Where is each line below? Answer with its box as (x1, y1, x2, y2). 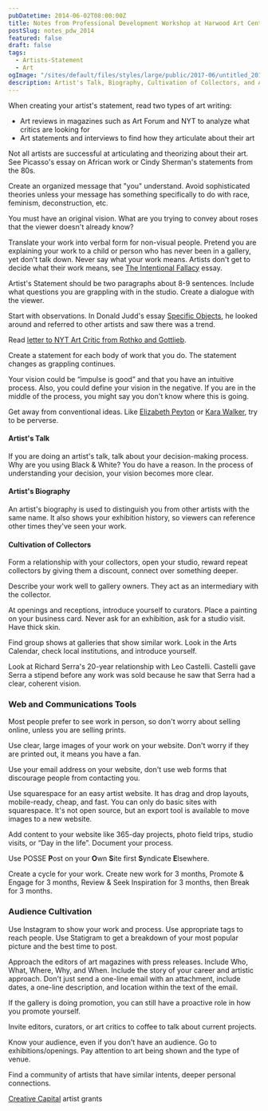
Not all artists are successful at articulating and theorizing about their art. (8, 149, 249, 158)
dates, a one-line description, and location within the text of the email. (8, 982, 238, 992)
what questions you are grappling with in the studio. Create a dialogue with (8, 287, 254, 297)
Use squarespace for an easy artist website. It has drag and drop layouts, (8, 789, 250, 798)
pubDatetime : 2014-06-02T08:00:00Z (8, 11, 127, 20)
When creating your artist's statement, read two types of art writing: (8, 101, 232, 110)
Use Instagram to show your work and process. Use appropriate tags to (8, 924, 243, 934)
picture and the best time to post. (8, 941, 118, 951)
